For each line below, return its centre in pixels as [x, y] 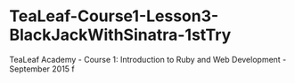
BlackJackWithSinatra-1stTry [120, 35]
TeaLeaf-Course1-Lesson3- [114, 16]
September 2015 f [42, 69]
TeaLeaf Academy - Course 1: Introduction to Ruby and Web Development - [148, 59]
